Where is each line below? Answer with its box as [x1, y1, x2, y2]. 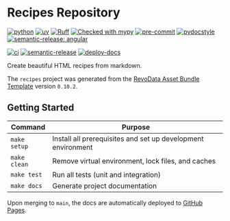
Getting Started [7, 102, 75, 114]
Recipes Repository [7, 5, 121, 21]
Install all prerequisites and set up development [52, 134, 204, 143]
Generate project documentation [52, 181, 157, 190]
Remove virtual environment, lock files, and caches [52, 156, 216, 165]
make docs [10, 182, 42, 189]
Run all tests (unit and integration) [52, 170, 161, 179]
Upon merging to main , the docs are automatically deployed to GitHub [7, 198, 203, 207]
